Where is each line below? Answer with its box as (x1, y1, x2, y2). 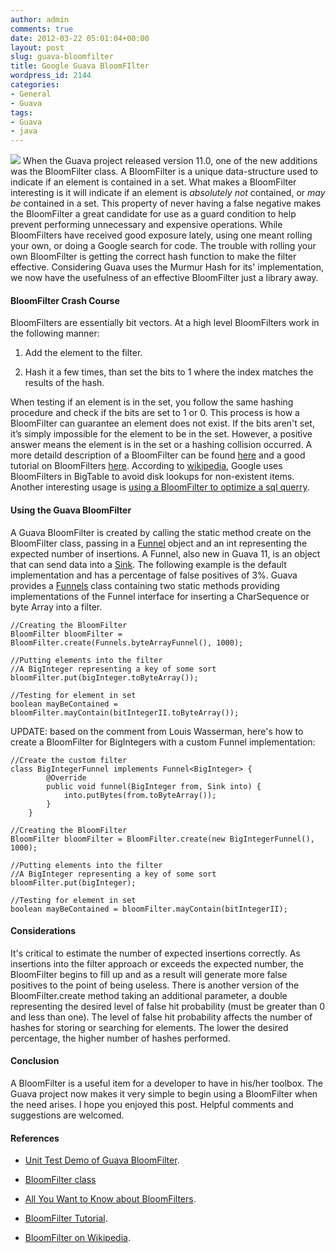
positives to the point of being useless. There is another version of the (10, 979, 300, 991)
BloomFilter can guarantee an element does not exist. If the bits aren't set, (10, 417, 315, 430)
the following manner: (10, 327, 100, 340)
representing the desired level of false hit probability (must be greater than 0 (10, 1000, 326, 1012)
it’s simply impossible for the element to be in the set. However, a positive (10, 428, 313, 440)
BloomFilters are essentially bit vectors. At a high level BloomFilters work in (10, 317, 320, 329)
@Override (46, 772, 87, 783)
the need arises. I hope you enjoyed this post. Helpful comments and (10, 1098, 294, 1110)
